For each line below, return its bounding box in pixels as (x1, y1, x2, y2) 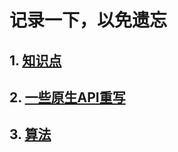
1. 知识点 (9, 52, 62, 69)
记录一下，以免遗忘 (9, 9, 168, 32)
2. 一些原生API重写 (9, 89, 126, 106)
